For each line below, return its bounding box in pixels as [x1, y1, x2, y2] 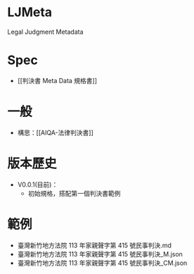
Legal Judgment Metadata [7, 27, 84, 36]
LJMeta [7, 4, 53, 20]
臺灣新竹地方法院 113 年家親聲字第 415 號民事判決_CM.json [17, 259, 188, 267]
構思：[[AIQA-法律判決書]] [17, 128, 93, 137]
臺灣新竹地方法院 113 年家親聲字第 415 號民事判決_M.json [17, 249, 183, 258]
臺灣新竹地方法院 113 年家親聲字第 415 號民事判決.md [17, 241, 172, 249]
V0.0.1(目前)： [17, 180, 58, 189]
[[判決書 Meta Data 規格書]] [17, 76, 97, 85]
